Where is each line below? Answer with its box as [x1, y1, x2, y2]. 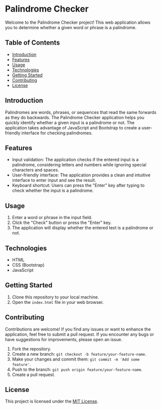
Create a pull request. [12, 372, 56, 378]
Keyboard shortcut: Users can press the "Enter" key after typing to [12, 183, 145, 189]
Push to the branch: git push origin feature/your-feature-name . [12, 366, 143, 372]
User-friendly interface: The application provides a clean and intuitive [12, 172, 151, 178]
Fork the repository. [12, 346, 52, 352]
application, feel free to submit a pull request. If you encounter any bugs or [5, 331, 154, 337]
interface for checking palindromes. [21, 130, 93, 136]
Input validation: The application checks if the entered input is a [12, 157, 139, 163]
